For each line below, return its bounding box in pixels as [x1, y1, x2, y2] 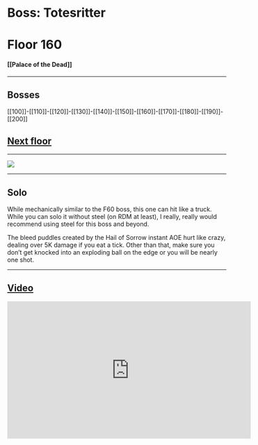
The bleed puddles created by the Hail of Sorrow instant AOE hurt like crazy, [7, 234, 226, 242]
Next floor [7, 135, 52, 147]
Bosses [7, 89, 40, 100]
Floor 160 [7, 37, 63, 53]
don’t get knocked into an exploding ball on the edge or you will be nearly [7, 248, 218, 257]
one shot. [7, 256, 35, 264]
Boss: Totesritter [7, 5, 106, 21]
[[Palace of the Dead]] [7, 60, 72, 68]
